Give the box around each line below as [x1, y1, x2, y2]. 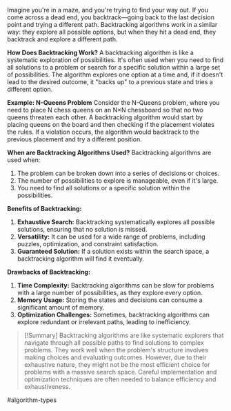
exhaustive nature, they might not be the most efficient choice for [23, 361, 210, 368]
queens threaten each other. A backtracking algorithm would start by [7, 113, 203, 121]
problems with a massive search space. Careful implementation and [23, 368, 217, 376]
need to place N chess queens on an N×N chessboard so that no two [7, 106, 203, 114]
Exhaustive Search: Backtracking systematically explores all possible [17, 218, 215, 226]
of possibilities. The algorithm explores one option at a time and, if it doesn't [7, 70, 223, 79]
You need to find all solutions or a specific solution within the [17, 184, 190, 192]
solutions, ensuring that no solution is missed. [17, 225, 148, 233]
